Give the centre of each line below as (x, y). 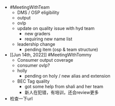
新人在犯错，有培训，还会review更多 (61, 92)
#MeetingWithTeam (30, 7)
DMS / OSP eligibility (38, 12)
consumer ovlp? (34, 65)
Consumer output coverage (45, 60)
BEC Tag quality (33, 81)
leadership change (36, 44)
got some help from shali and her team (64, 86)
